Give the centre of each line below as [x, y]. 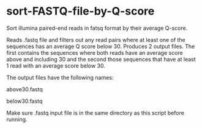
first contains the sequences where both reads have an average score [95, 52]
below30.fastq [24, 101]
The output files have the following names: [60, 77]
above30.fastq [24, 89]
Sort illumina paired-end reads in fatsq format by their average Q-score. [97, 28]
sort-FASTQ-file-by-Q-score [80, 11]
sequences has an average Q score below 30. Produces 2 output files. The [101, 46]
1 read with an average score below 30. [56, 66]
